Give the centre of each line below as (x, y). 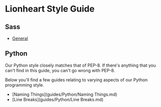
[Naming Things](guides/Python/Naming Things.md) (64, 94)
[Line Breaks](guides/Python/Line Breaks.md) (58, 99)
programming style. (25, 85)
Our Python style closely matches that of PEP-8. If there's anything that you (80, 65)
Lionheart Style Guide (50, 9)
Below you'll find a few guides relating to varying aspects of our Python (76, 80)
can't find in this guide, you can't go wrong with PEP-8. (60, 70)
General (20, 38)
